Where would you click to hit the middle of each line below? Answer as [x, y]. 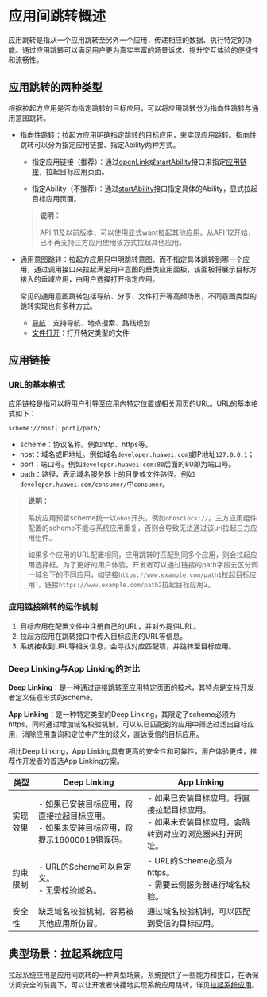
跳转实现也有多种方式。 [58, 306]
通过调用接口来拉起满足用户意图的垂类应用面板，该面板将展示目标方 [145, 269]
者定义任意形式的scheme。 [53, 698]
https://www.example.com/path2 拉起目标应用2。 [137, 585]
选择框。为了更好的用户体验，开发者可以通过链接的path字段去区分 [143, 565]
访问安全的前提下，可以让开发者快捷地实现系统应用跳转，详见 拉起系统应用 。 [133, 984]
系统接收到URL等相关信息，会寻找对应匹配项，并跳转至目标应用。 [128, 646]
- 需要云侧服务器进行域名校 [198, 885]
